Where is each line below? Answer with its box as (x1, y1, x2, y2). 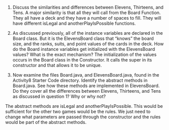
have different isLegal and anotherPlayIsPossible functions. (12, 20, 136, 26)
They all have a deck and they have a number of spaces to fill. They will (12, 15, 161, 21)
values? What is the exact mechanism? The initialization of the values (12, 51, 157, 57)
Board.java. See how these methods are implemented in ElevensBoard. (12, 83, 160, 89)
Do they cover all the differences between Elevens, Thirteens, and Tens (12, 88, 161, 94)
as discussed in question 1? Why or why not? (12, 93, 106, 99)
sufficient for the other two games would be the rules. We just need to (5, 108, 151, 114)
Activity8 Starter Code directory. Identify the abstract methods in (12, 78, 148, 83)
